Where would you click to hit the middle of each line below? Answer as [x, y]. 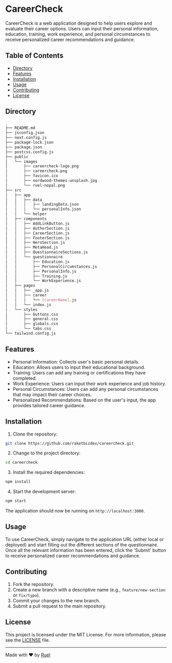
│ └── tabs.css [28, 329]
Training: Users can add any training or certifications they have [79, 372]
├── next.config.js [26, 138]
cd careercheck [21, 463]
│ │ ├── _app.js [27, 291]
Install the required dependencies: [49, 472]
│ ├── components [26, 219]
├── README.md [20, 128]
